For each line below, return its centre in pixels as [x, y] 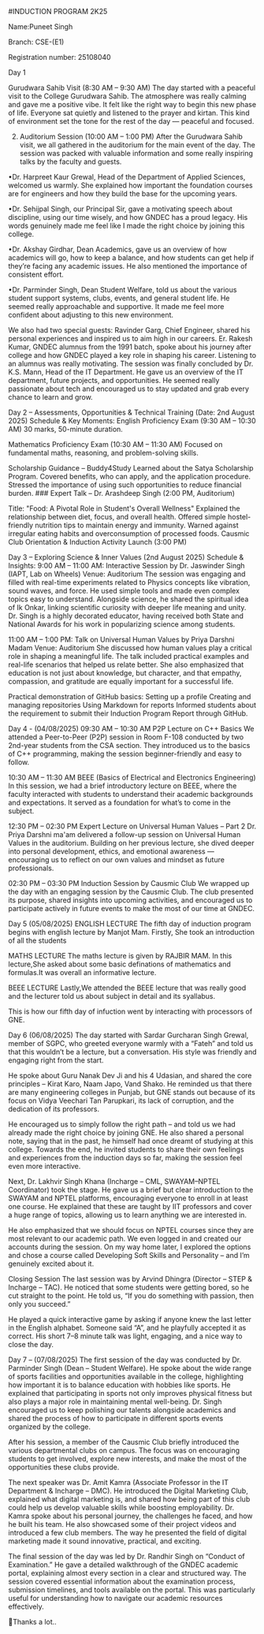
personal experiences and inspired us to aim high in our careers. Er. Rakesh [131, 339]
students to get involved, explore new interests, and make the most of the [127, 1459]
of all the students [37, 940]
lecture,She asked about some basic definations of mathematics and [119, 964]
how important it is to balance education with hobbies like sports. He [119, 1385]
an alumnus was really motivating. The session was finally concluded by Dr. [131, 363]
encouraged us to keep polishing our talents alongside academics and [122, 1410]
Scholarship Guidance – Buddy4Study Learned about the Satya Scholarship [131, 468]
